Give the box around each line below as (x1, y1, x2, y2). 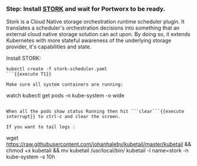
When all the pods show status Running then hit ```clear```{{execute (6, 109, 185, 115)
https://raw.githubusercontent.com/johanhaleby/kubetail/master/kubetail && (6, 141, 192, 148)
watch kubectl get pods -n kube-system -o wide (6, 92, 125, 99)
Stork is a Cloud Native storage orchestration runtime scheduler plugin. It (6, 18, 185, 25)
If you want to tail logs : (6, 124, 76, 130)
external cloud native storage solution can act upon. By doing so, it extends (6, 31, 191, 38)
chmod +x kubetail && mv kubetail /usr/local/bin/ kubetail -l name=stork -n (6, 147, 189, 154)
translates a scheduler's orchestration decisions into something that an (6, 24, 180, 31)
